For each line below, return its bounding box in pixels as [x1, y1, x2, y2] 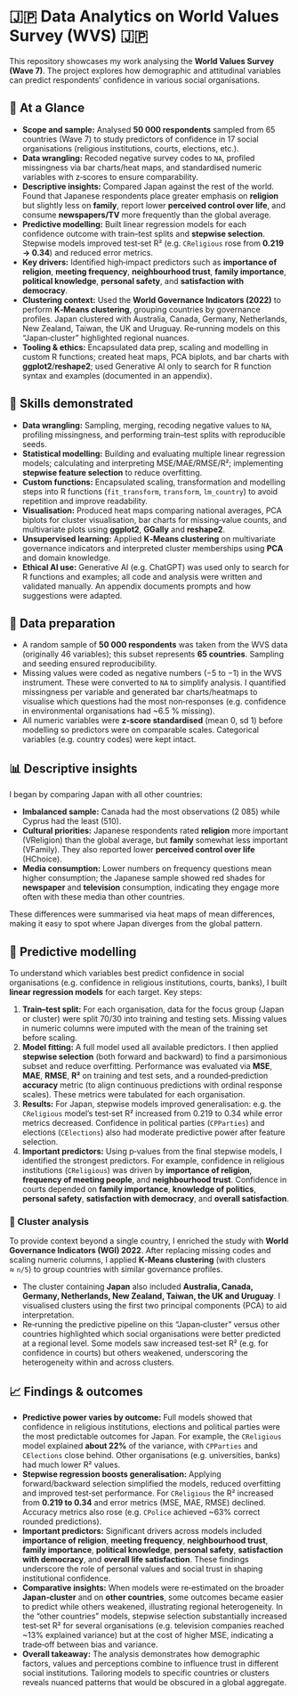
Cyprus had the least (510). [21, 816, 122, 827]
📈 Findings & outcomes [9, 1383, 144, 1399]
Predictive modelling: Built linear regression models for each [21, 218, 247, 229]
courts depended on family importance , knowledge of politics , [21, 1184, 256, 1195]
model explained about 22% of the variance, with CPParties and [21, 1440, 258, 1451]
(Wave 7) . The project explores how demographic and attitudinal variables [9, 65, 282, 76]
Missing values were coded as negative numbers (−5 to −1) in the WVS [21, 668, 283, 679]
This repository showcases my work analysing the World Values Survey [9, 55, 274, 66]
